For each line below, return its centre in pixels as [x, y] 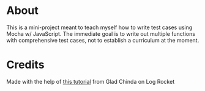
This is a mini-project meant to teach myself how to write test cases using [99, 27]
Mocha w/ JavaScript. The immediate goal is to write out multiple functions [101, 33]
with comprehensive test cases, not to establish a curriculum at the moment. [103, 40]
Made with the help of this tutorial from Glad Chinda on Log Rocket [91, 81]
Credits [25, 65]
